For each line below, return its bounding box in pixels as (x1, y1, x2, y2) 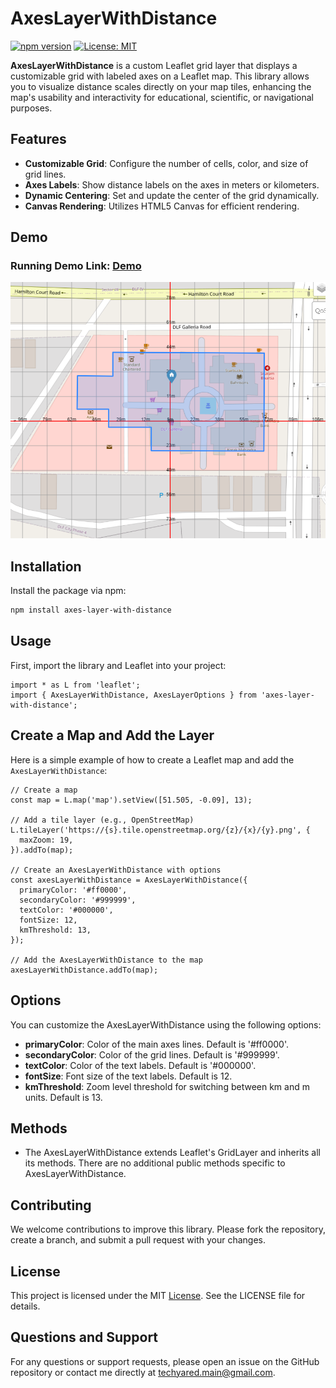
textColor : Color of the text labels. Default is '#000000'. (24, 1059, 257, 1071)
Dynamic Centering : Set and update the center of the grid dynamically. (24, 189, 320, 201)
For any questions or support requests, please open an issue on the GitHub (10, 1355, 320, 1367)
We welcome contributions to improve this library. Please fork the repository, (10, 1223, 326, 1236)
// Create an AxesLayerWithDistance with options (10, 865, 222, 875)
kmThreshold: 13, (19, 925, 92, 935)
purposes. (10, 102, 53, 114)
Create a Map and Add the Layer (10, 727, 215, 744)
